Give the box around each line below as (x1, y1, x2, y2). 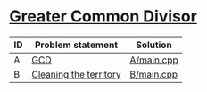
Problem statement (34, 38, 119, 51)
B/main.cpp (128, 68, 178, 80)
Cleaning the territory (31, 68, 121, 80)
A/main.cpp (128, 54, 178, 66)
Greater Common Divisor (9, 6, 198, 27)
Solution (135, 38, 172, 51)
